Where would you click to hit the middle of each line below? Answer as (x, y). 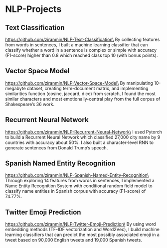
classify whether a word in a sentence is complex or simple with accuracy (81, 50)
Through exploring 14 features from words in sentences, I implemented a (80, 181)
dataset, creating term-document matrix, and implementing (87, 88)
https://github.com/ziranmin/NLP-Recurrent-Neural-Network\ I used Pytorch (84, 132)
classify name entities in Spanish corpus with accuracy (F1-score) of (76, 191)
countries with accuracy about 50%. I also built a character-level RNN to (79, 142)
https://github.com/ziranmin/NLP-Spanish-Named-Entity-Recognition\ (77, 175)
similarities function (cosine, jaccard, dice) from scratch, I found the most (81, 94)
